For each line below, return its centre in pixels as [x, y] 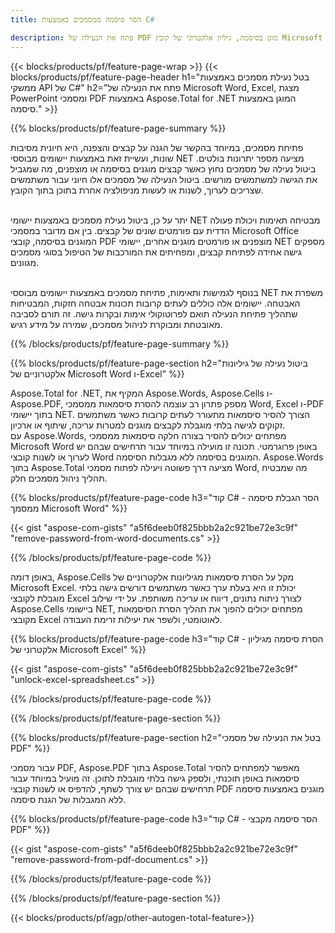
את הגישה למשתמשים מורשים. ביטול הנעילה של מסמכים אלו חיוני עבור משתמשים [164, 179]
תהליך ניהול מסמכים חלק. [59, 478]
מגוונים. [25, 262]
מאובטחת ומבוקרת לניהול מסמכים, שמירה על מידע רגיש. [116, 324]
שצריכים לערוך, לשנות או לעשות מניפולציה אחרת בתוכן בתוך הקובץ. [137, 190]
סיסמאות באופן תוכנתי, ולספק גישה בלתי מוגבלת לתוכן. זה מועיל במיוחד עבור [155, 778]
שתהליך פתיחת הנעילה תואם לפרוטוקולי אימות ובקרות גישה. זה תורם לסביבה [154, 313]
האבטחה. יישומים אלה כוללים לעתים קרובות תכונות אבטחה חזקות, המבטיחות [155, 303]
